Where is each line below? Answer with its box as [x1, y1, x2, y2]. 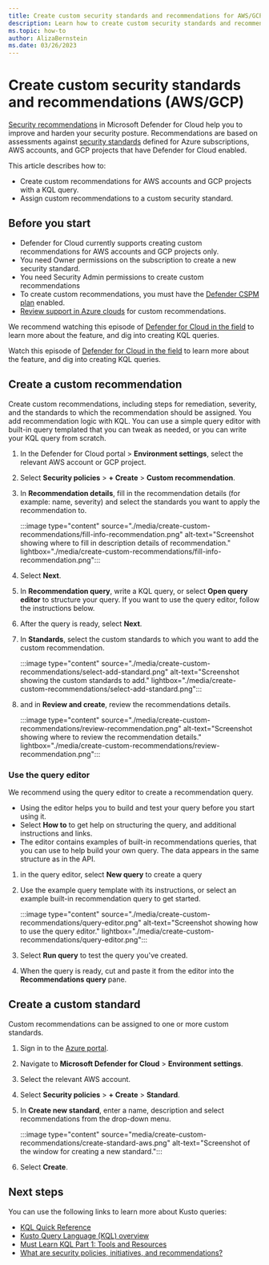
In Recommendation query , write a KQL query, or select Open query [19, 586, 248, 596]
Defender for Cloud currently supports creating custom [19, 238, 203, 247]
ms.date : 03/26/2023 [8, 42, 78, 50]
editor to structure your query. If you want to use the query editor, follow [19, 595, 260, 604]
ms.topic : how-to [8, 26, 66, 35]
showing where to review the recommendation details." [19, 732, 202, 742]
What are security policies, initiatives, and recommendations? [19, 1247, 223, 1257]
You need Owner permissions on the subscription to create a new [19, 254, 236, 265]
